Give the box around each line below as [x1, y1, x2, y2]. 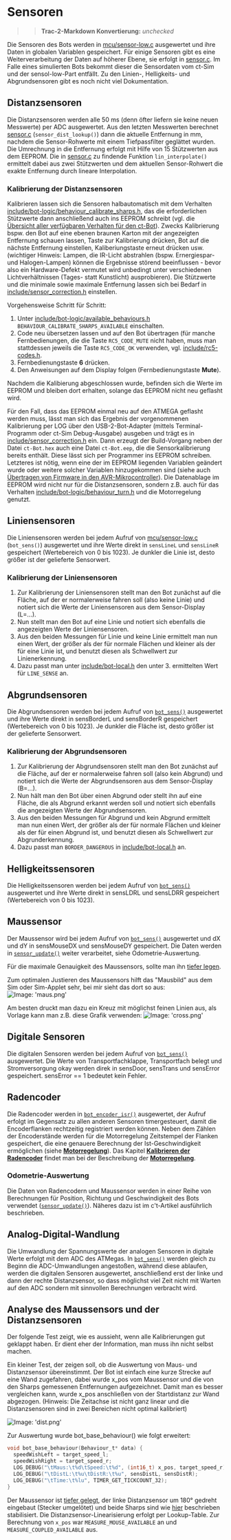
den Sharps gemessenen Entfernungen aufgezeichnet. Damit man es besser [7, 1383, 223, 1391]
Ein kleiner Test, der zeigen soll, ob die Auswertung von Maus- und [7, 1361, 197, 1369]
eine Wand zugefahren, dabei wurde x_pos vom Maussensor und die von [7, 1375, 214, 1384]
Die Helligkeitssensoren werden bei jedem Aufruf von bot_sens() [7, 881, 191, 890]
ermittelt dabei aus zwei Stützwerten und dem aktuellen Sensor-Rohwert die [7, 159, 223, 168]
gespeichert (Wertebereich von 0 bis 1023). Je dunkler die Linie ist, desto [7, 548, 215, 556]
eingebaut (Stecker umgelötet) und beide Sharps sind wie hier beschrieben [7, 1503, 220, 1512]
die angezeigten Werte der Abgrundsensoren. [16, 806, 147, 815]
